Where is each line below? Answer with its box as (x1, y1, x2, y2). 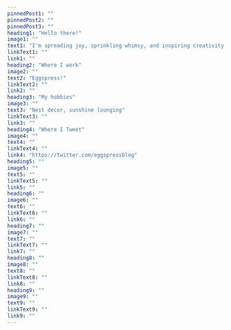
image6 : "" (7, 196, 39, 204)
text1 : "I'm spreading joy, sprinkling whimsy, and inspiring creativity (7, 42, 225, 49)
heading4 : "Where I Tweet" (7, 126, 85, 133)
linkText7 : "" (7, 241, 48, 249)
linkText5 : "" (7, 177, 48, 184)
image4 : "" (7, 132, 39, 139)
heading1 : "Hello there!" (7, 29, 82, 37)
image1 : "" (7, 36, 39, 43)
